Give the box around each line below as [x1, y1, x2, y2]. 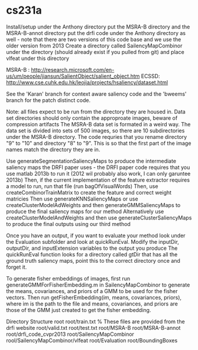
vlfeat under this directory [6, 55, 70, 62]
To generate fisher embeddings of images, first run [6, 275, 131, 282]
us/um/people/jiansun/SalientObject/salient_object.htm [6, 72, 140, 79]
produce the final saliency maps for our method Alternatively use [6, 208, 164, 215]
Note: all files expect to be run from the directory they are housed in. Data [6, 108, 186, 115]
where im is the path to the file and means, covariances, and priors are [6, 300, 178, 307]
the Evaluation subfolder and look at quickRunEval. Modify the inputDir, [6, 238, 179, 245]
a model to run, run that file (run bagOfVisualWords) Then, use [6, 182, 158, 190]
